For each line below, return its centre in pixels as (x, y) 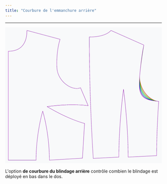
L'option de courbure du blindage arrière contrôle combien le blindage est (82, 171)
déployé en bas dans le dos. (34, 177)
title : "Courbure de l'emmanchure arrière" (51, 10)
